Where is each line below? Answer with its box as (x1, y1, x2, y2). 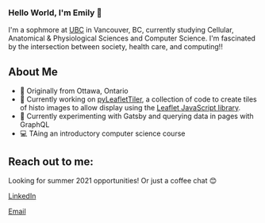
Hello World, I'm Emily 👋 (8, 7, 102, 18)
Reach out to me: (8, 155, 94, 168)
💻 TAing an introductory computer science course (19, 129, 186, 138)
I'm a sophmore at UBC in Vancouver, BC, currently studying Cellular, (8, 25, 234, 35)
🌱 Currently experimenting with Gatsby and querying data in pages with (19, 111, 254, 121)
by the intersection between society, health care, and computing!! (8, 42, 224, 52)
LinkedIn (8, 190, 36, 201)
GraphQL (19, 120, 50, 129)
